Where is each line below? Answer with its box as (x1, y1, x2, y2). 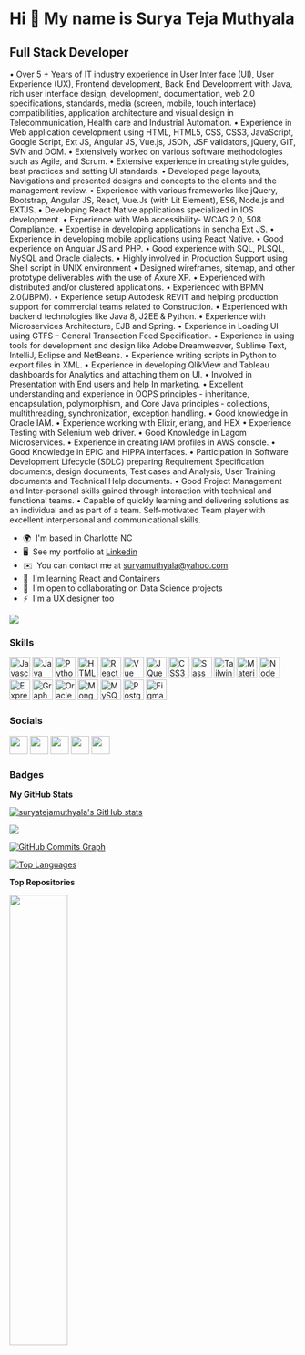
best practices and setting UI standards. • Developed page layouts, (9, 166, 262, 176)
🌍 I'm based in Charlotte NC (22, 533, 133, 543)
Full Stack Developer (9, 45, 129, 60)
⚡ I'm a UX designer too (22, 593, 115, 604)
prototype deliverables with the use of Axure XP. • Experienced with (9, 273, 266, 283)
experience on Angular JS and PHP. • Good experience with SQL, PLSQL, (9, 243, 285, 253)
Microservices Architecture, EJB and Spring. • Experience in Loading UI (9, 321, 280, 331)
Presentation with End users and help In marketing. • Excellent (9, 378, 244, 389)
